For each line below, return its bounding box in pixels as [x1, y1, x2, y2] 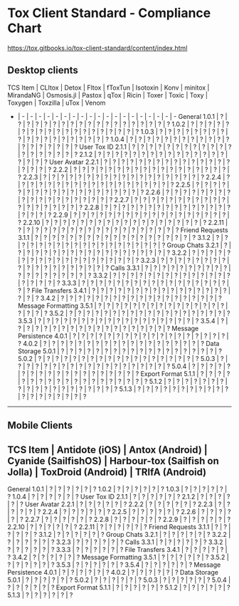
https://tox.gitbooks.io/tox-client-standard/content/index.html [7, 43, 188, 52]
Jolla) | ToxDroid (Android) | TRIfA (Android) [7, 466, 207, 478]
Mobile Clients [7, 419, 73, 432]
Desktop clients [7, 64, 78, 76]
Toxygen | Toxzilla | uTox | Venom [7, 98, 106, 107]
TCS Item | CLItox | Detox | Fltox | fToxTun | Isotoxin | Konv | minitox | [7, 83, 210, 92]
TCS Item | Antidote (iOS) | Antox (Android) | [7, 444, 208, 456]
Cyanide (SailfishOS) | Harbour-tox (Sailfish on [7, 454, 219, 467]
